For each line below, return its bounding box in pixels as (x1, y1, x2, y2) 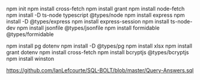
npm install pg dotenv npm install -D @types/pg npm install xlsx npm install (6, 42, 192, 49)
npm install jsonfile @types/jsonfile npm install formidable (17, 24, 160, 31)
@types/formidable (6, 31, 54, 38)
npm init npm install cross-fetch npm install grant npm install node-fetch (6, 5, 185, 12)
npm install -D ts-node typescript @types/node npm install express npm (6, 11, 185, 19)
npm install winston (6, 55, 54, 62)
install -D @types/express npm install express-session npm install (6, 18, 169, 25)
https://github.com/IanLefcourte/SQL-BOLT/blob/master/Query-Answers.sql (6, 67, 194, 74)
